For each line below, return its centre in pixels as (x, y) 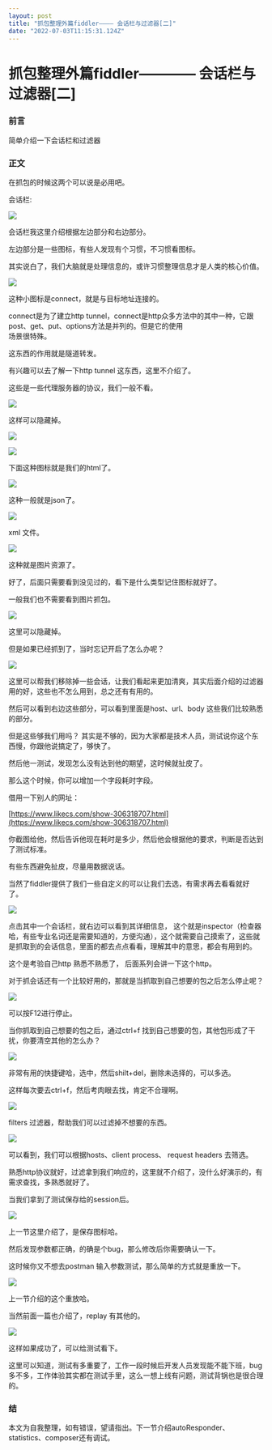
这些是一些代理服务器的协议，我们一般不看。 (83, 388)
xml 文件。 (26, 533)
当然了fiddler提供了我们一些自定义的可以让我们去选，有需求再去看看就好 (129, 884)
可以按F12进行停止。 (42, 1014)
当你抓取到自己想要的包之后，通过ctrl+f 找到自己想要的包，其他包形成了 (128, 1031)
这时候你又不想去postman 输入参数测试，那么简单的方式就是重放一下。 (127, 1266)
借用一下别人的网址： (44, 797)
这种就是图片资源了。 (44, 565)
